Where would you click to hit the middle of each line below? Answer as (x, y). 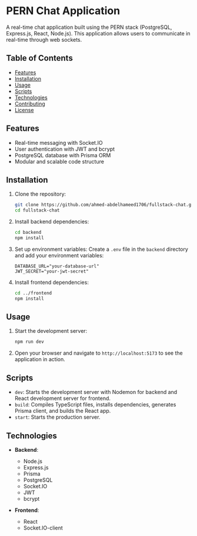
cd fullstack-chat (37, 210)
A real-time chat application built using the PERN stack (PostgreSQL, (89, 27)
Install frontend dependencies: (52, 282)
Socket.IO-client (43, 528)
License (24, 110)
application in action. (40, 359)
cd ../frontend (33, 293)
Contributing (30, 104)
